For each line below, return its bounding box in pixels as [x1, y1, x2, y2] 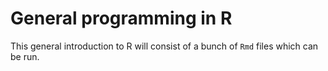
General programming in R [10, 7, 233, 30]
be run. [10, 50, 40, 62]
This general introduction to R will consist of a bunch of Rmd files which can [10, 40, 319, 52]
